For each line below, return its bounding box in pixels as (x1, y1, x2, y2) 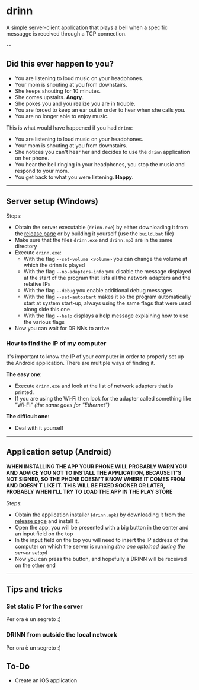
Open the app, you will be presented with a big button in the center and (14, 524, 189, 531)
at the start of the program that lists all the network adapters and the (23, 274, 191, 281)
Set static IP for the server (6, 602, 83, 610)
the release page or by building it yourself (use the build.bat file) (14, 230, 175, 237)
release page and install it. (14, 517, 79, 524)
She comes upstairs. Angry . (14, 93, 84, 100)
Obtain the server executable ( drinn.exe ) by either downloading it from (14, 223, 188, 231)
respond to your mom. (14, 167, 69, 174)
